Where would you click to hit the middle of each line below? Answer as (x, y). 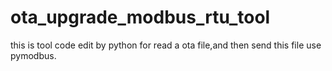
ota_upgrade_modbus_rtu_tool (140, 17)
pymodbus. (33, 55)
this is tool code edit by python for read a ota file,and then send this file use (166, 45)
